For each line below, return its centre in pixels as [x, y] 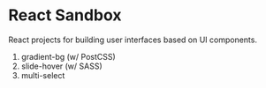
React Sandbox [65, 15]
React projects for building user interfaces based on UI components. [133, 40]
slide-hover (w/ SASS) [61, 66]
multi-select [43, 75]
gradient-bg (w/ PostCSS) [68, 56]
